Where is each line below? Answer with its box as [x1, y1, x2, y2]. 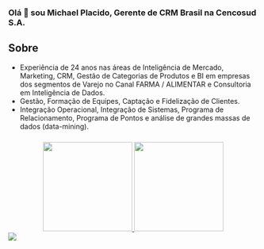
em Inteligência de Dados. [19, 87, 105, 98]
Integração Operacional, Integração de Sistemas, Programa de [19, 105, 224, 114]
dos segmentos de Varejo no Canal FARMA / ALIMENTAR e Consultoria [19, 79, 251, 89]
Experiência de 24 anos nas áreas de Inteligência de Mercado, [19, 63, 224, 72]
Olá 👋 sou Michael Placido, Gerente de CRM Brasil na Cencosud [8, 7, 257, 18]
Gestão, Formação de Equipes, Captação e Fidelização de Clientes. [19, 96, 240, 105]
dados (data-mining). [19, 121, 90, 131]
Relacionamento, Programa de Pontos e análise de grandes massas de [19, 113, 251, 122]
